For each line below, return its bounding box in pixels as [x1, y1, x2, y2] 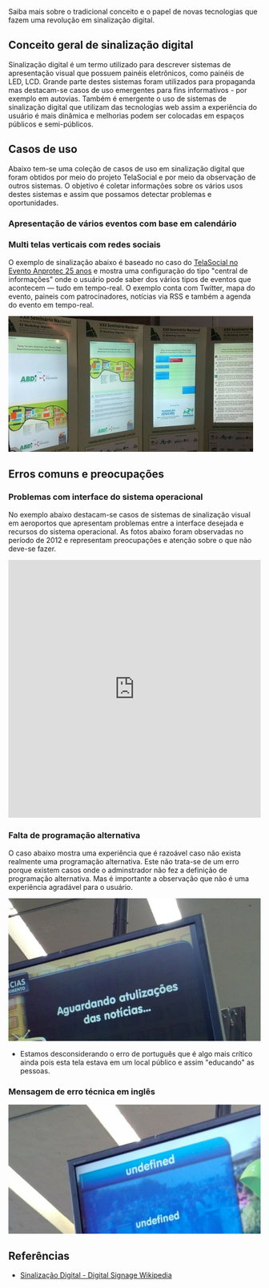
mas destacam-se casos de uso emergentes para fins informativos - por [8, 85, 247, 95]
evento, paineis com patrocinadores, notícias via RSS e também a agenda [8, 292, 251, 301]
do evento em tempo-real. [8, 300, 94, 309]
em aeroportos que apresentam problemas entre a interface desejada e [8, 518, 244, 528]
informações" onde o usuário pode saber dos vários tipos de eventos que [8, 274, 251, 284]
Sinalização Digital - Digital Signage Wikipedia [19, 1270, 172, 1280]
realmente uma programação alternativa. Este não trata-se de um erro [8, 856, 239, 866]
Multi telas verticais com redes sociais [8, 239, 162, 251]
